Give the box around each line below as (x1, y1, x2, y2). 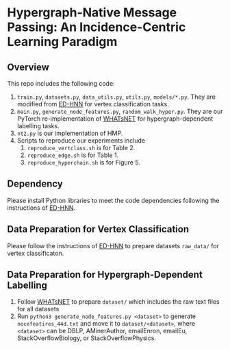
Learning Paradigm (7, 34, 118, 49)
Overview (7, 61, 50, 73)
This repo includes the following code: (7, 80, 115, 87)
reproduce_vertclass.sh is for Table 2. (27, 144, 136, 152)
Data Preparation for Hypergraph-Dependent (7, 269, 203, 280)
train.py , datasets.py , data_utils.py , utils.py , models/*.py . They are (16, 93, 216, 101)
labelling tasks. (16, 122, 60, 130)
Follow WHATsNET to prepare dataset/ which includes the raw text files (16, 298, 220, 306)
